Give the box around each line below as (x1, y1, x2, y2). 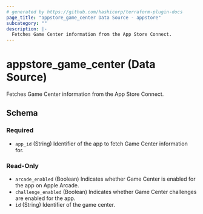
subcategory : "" (6, 20, 47, 26)
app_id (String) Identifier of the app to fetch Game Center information (15, 140, 188, 147)
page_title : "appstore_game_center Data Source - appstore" (6, 15, 162, 21)
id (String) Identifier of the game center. (15, 201, 115, 209)
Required (6, 126, 34, 135)
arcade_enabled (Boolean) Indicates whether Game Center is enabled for (15, 175, 196, 182)
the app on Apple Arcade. (15, 182, 80, 189)
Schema (6, 108, 38, 118)
